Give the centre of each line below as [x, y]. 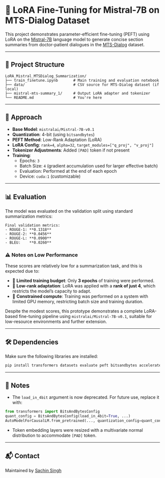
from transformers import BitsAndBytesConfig [52, 412]
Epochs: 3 [29, 160]
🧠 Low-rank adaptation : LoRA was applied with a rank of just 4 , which [84, 286]
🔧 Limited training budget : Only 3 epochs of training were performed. [83, 281]
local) [12, 89]
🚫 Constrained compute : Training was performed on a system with [80, 296]
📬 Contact [22, 456]
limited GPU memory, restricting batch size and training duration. [78, 301]
